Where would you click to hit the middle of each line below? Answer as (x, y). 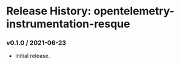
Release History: (49, 11)
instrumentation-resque (68, 24)
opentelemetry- (134, 11)
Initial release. (32, 56)
